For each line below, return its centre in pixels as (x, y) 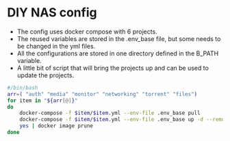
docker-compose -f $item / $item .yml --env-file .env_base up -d (112, 120)
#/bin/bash (23, 88)
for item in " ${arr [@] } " (42, 101)
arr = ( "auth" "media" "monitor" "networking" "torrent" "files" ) (102, 94)
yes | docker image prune (56, 126)
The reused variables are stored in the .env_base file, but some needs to (119, 38)
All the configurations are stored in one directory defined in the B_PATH (118, 53)
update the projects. (46, 75)
